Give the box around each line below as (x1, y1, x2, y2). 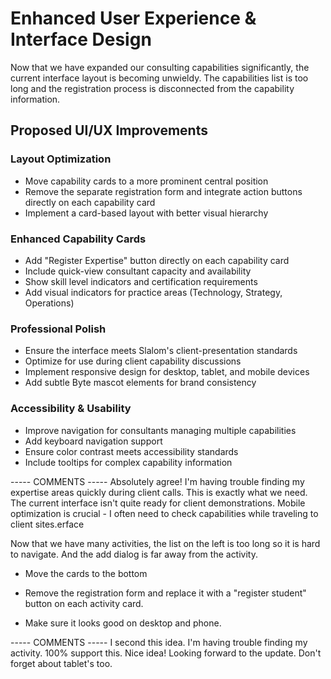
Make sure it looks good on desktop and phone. (24, 617, 222, 629)
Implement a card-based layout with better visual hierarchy (24, 207, 269, 219)
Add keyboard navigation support (24, 435, 163, 447)
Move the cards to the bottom (24, 567, 148, 579)
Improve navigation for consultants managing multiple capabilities (24, 424, 297, 436)
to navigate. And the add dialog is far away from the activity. (10, 548, 258, 560)
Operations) (24, 297, 75, 309)
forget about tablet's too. (10, 657, 113, 669)
